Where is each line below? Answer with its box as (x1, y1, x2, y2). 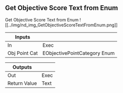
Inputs (15, 34, 30, 40)
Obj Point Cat (7, 50, 38, 56)
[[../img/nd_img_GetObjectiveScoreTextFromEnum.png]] (5, 22, 118, 28)
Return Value (7, 80, 37, 87)
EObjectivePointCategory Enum (42, 50, 115, 56)
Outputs (12, 63, 32, 70)
